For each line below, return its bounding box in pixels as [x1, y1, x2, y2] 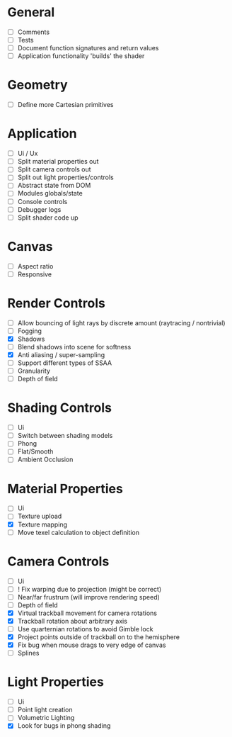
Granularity [17, 366, 51, 376]
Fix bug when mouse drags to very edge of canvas [17, 641, 166, 649]
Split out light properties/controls [17, 173, 115, 181]
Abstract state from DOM [17, 181, 91, 190]
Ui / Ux [17, 150, 38, 158]
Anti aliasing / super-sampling [17, 350, 105, 359]
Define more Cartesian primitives [17, 101, 114, 109]
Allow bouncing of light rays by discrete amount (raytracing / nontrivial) [17, 318, 226, 327]
